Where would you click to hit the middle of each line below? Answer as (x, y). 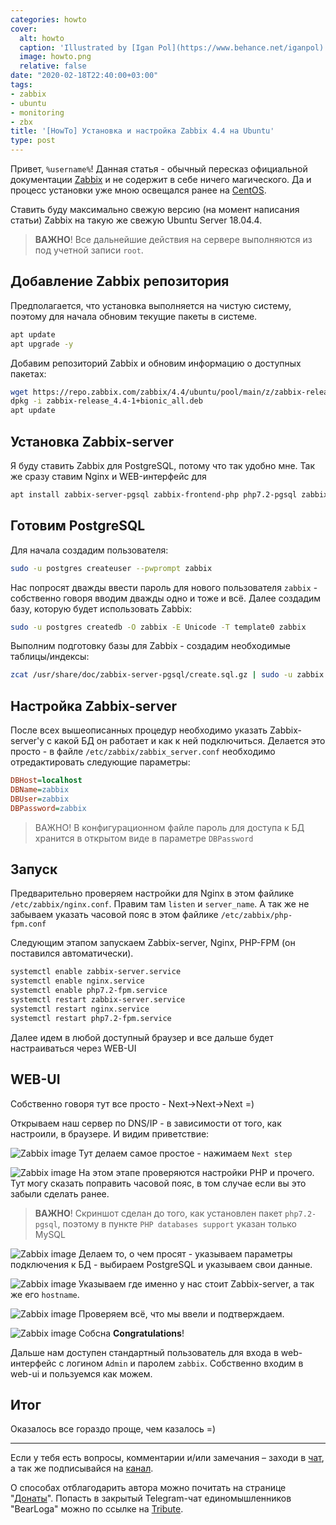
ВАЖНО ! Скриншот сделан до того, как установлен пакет (158, 1213)
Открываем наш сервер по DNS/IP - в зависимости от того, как (146, 1123)
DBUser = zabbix (40, 799)
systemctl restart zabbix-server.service (98, 1000)
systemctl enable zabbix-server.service (96, 972)
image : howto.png (55, 57)
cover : (24, 29)
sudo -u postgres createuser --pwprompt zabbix (111, 568)
